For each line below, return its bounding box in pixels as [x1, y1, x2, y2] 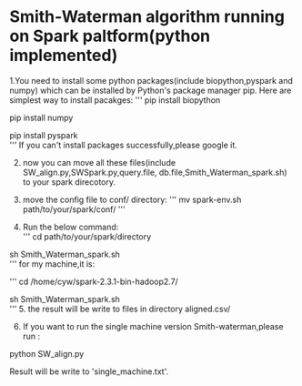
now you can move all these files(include [22, 157, 176, 168]
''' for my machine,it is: [9, 258, 96, 269]
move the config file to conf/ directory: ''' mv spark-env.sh [22, 194, 242, 205]
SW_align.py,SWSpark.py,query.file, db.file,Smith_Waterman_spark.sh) [22, 167, 288, 178]
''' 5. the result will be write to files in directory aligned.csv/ [9, 303, 231, 314]
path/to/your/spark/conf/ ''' [22, 203, 126, 215]
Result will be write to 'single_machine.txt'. [9, 366, 169, 377]
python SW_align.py [9, 348, 85, 359]
